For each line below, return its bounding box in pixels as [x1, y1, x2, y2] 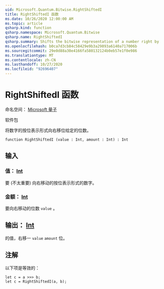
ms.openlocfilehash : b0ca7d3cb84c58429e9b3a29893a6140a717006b [5, 44, 137, 49]
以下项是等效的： [5, 265, 40, 271]
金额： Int [5, 193, 28, 200]
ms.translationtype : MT [5, 53, 54, 58]
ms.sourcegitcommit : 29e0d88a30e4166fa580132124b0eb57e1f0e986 [5, 48, 137, 53]
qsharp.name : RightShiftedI [5, 35, 63, 40]
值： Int [5, 168, 23, 174]
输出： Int [5, 221, 34, 230]
